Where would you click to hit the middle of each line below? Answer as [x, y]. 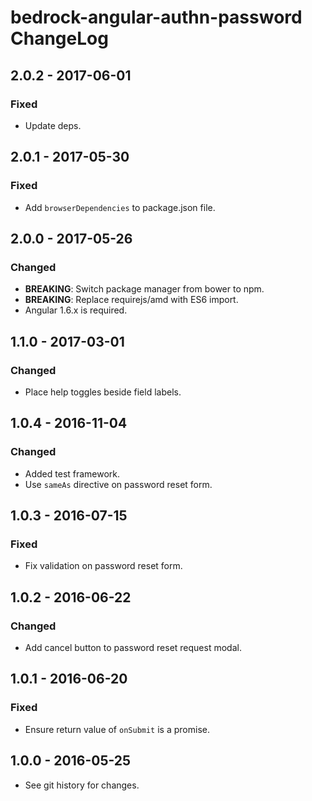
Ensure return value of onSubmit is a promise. [117, 729]
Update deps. [53, 125]
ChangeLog [59, 38]
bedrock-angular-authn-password [156, 17]
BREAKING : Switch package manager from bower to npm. [144, 289]
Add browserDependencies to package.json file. [120, 207]
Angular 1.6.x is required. [76, 310]
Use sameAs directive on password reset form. [118, 484]
